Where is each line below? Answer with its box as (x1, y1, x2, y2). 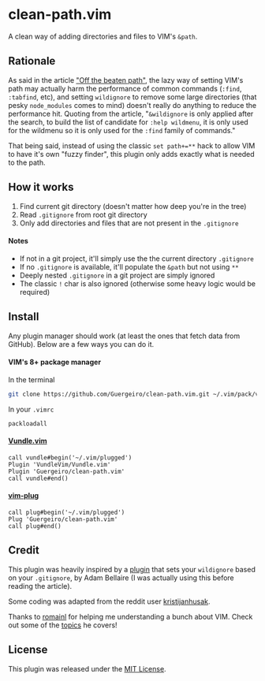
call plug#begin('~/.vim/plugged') (8, 508, 125, 517)
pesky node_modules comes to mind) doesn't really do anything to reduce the (8, 100, 257, 110)
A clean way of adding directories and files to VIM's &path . (8, 32, 198, 41)
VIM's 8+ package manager (8, 357, 101, 367)
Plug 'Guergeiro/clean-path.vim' (8, 515, 118, 523)
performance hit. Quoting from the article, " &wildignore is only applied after (8, 109, 254, 118)
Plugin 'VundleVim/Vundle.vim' (8, 460, 111, 468)
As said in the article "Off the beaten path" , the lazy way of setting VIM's (8, 75, 244, 84)
